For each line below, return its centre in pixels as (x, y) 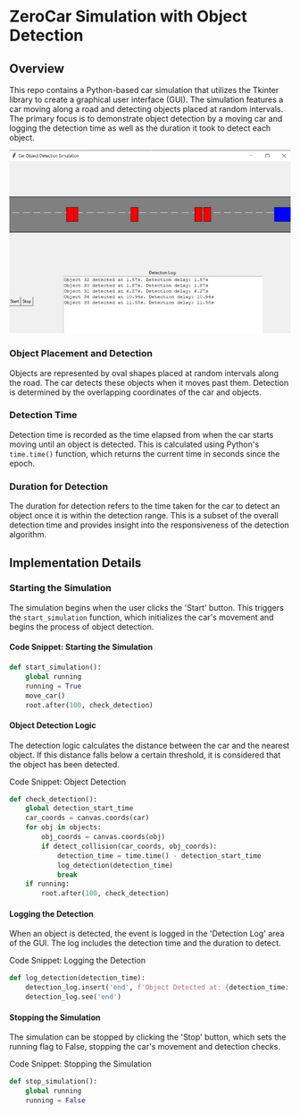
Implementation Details (75, 563)
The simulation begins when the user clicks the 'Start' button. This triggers (146, 607)
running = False (56, 1100)
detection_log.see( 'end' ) (74, 997)
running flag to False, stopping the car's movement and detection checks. (145, 1047)
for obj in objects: (63, 827)
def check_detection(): (54, 799)
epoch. (22, 463)
